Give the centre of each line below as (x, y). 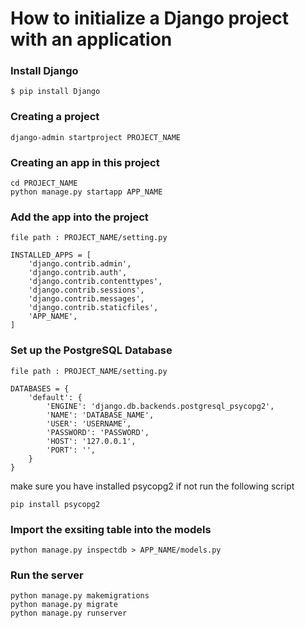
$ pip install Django (55, 92)
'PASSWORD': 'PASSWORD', (98, 432)
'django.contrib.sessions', (86, 290)
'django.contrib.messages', (86, 299)
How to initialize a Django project (150, 18)
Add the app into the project (79, 217)
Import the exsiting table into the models (111, 529)
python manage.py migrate (64, 605)
